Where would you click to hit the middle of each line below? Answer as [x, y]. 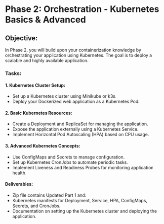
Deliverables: [19, 184]
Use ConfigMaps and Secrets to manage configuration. [68, 157]
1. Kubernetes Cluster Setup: [35, 85]
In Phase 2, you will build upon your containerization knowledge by [73, 50]
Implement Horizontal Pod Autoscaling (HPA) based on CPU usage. [81, 135]
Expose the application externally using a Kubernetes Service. [75, 129]
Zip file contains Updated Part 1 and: [49, 195]
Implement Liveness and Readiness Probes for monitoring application [83, 167]
